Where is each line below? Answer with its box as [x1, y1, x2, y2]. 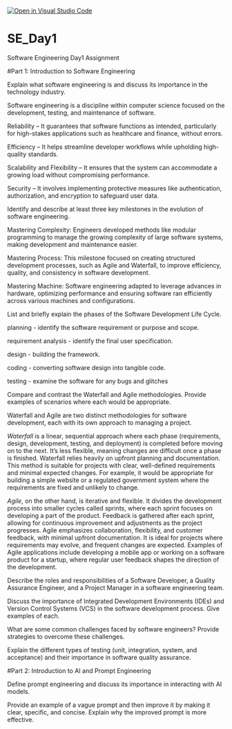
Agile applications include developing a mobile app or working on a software [7, 548, 225, 556]
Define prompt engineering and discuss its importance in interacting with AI [7, 680, 222, 688]
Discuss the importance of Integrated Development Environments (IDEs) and [7, 597, 224, 605]
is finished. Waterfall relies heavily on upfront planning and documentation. [7, 454, 221, 462]
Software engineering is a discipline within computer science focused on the [7, 101, 225, 109]
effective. [7, 715, 35, 723]
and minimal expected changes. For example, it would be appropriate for [7, 468, 214, 477]
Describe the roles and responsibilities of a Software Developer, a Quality [7, 576, 215, 584]
